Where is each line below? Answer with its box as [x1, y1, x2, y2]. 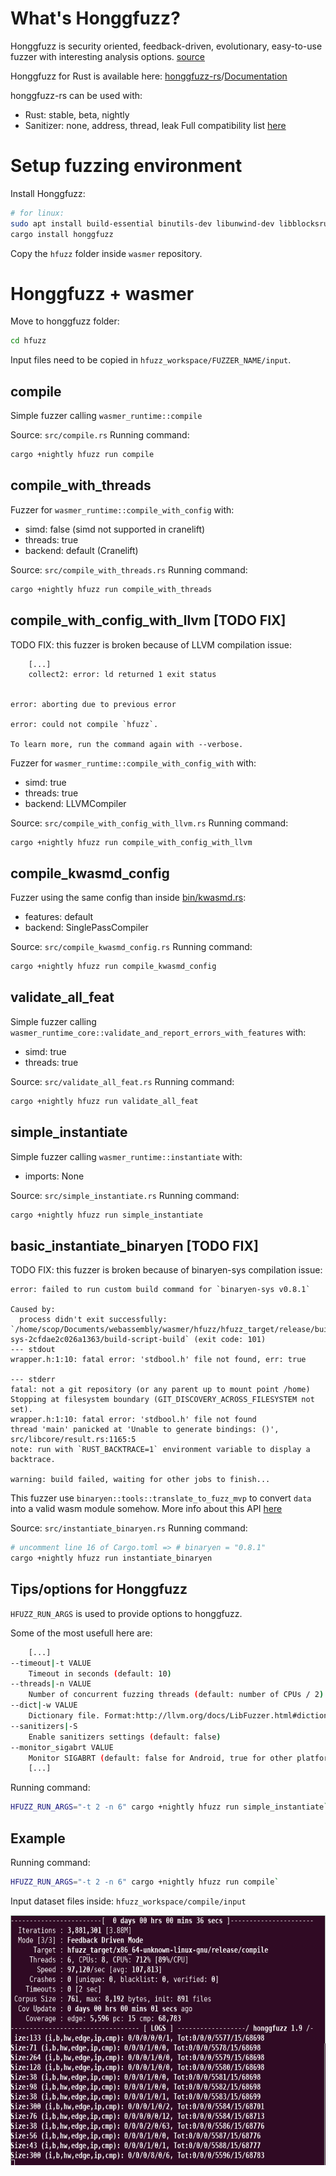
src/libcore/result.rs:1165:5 [10, 1435, 137, 1445]
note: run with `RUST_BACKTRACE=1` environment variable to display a [10, 1445, 311, 1455]
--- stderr [10, 1375, 56, 1385]
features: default [24, 911, 94, 923]
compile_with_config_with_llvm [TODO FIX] [10, 612, 287, 629]
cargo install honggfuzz [10, 229, 114, 239]
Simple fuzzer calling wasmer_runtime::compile [10, 410, 203, 422]
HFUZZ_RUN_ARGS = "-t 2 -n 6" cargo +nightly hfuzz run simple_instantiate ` [10, 1802, 329, 1812]
